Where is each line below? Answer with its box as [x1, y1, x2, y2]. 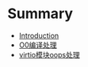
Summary [7, 5, 73, 23]
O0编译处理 [18, 40, 57, 50]
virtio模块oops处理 [18, 50, 80, 59]
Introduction [18, 31, 59, 40]
